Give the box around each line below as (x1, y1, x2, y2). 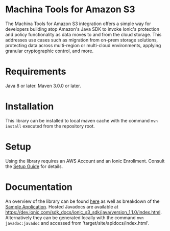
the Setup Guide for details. (5, 163, 63, 170)
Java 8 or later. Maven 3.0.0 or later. (5, 82, 81, 89)
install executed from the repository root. (5, 123, 95, 129)
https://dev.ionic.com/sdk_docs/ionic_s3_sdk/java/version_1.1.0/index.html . (5, 209, 162, 215)
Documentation (5, 181, 73, 193)
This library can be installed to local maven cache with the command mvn (5, 117, 158, 123)
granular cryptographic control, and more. (5, 48, 93, 54)
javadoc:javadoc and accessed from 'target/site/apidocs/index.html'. (5, 220, 150, 226)
